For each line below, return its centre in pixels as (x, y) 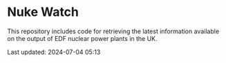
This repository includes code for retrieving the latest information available (113, 31)
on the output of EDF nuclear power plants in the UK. (82, 38)
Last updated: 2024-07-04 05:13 (54, 52)
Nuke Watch (43, 12)
